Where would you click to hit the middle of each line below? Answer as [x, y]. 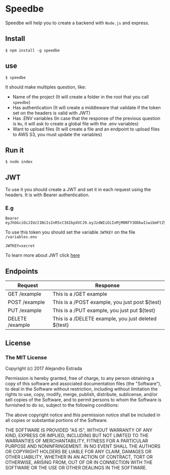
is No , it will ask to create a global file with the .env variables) [76, 123]
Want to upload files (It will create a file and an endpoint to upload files [86, 129]
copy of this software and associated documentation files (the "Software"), [83, 383]
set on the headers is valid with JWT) [51, 113]
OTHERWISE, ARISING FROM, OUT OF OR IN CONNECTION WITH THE [79, 462]
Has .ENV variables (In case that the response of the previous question [87, 118]
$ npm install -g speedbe [32, 50]
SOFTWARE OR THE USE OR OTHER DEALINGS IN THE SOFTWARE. [76, 467]
